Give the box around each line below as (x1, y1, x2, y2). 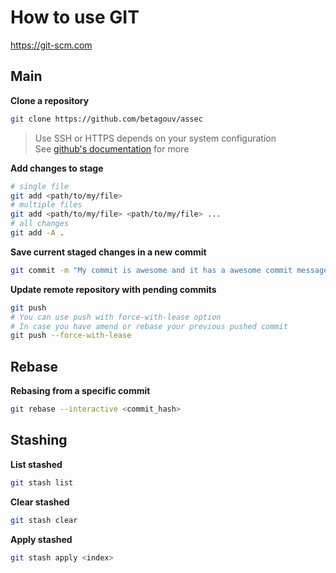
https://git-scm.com (10, 39, 93, 51)
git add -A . (10, 228, 65, 238)
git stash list (10, 477, 74, 488)
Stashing (10, 432, 68, 449)
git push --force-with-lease (10, 331, 132, 341)
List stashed (10, 458, 63, 470)
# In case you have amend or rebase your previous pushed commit (10, 321, 288, 331)
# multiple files (10, 200, 83, 210)
